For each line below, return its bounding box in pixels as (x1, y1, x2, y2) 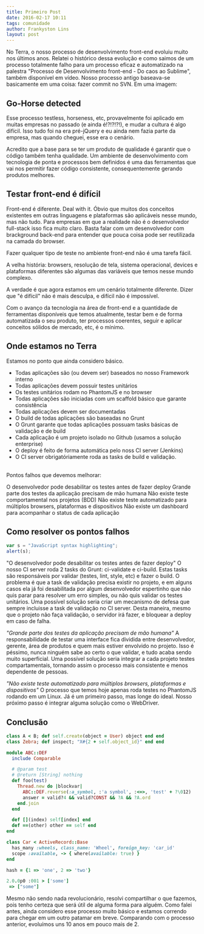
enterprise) (15, 440, 44, 447)
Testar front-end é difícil (6, 189, 101, 200)
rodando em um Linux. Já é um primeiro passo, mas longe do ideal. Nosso (6, 693, 192, 700)
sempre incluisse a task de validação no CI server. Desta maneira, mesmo (6, 605, 191, 612)
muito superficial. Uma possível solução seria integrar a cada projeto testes (6, 655, 195, 663)
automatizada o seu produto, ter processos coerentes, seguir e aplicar (6, 317, 182, 324)
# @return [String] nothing (12, 772, 83, 778)
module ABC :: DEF (6, 750, 47, 756)
